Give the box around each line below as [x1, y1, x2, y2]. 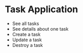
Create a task [12, 31, 41, 37]
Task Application [5, 4, 78, 15]
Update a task [12, 37, 42, 43]
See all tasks [12, 20, 39, 26]
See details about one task [12, 25, 69, 32]
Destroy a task [12, 42, 43, 48]
